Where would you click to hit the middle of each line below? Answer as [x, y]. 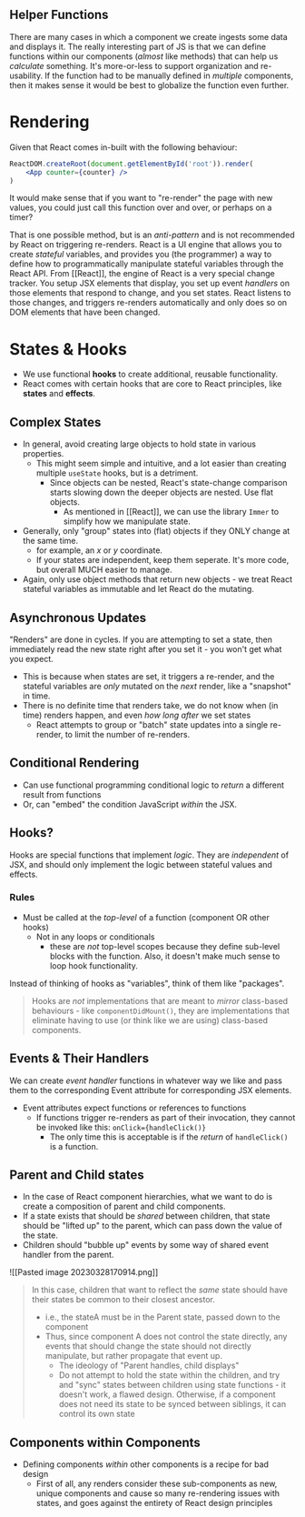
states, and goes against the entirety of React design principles [154, 1503]
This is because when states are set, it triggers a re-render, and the [148, 676]
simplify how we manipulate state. [127, 521]
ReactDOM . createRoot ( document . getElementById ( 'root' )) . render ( [132, 164]
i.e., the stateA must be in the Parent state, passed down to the [162, 1317]
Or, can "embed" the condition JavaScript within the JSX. [130, 804]
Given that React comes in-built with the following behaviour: [123, 147]
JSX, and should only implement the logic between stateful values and [141, 864]
